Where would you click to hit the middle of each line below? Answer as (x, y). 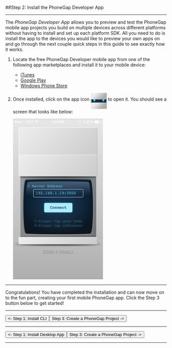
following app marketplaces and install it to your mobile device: (79, 65)
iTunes (27, 75)
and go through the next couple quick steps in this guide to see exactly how (85, 44)
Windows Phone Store (44, 86)
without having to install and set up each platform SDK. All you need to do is (85, 33)
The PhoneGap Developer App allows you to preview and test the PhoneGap (86, 22)
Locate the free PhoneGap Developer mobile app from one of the (81, 59)
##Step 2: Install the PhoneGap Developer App (55, 7)
